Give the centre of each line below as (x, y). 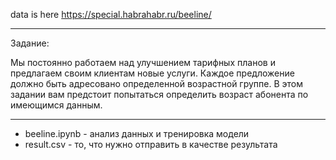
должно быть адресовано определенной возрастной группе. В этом (156, 83)
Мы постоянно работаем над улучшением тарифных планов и (143, 62)
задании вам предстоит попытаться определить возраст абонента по (159, 94)
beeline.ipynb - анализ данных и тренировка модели (137, 133)
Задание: (30, 43)
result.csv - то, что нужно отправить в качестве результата (151, 144)
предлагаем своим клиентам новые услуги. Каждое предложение (152, 73)
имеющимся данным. (56, 105)
